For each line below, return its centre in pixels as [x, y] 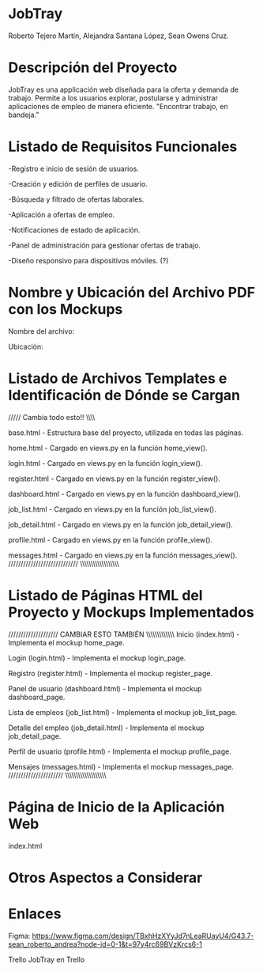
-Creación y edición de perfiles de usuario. [78, 183]
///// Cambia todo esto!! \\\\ [52, 417]
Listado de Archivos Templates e [118, 378]
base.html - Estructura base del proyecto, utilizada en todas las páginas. [126, 433]
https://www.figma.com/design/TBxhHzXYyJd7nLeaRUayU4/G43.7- [143, 936]
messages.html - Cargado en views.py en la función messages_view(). [123, 555]
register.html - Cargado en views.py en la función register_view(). [115, 478]
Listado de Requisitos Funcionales [123, 147]
